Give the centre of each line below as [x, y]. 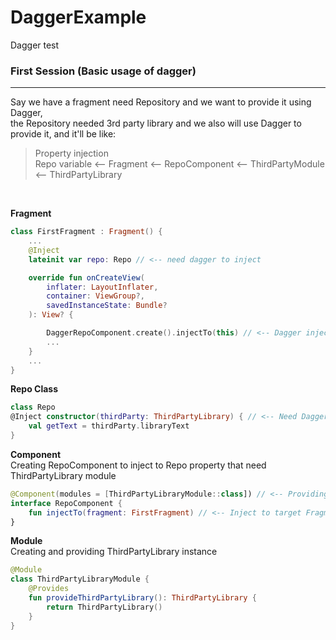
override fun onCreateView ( [86, 277]
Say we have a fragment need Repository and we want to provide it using [161, 102]
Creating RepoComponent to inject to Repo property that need [138, 465]
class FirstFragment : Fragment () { [86, 232]
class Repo [33, 407]
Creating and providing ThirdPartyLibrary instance [114, 552]
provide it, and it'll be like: [63, 134]
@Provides [49, 589]
